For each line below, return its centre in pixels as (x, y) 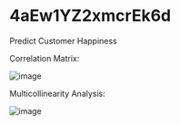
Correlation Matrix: (45, 58)
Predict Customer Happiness (63, 41)
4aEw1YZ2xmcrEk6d (90, 16)
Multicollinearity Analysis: (58, 93)
